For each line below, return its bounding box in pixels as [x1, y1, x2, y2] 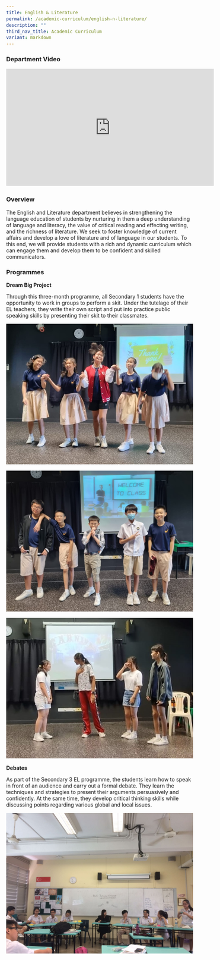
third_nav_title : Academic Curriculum [6, 29, 102, 34]
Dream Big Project [6, 281, 52, 288]
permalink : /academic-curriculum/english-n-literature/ [6, 15, 147, 22]
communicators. [6, 253, 46, 260]
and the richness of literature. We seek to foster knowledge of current [6, 228, 177, 235]
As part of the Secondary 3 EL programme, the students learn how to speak [6, 776, 192, 783]
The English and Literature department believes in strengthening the [6, 209, 173, 216]
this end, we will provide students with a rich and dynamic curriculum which [6, 240, 192, 247]
